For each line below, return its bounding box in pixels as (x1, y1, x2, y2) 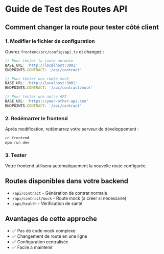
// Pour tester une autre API (5, 94, 67, 99)
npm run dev (5, 140, 29, 145)
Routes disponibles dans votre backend (5, 177, 129, 185)
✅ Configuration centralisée (12, 239, 69, 245)
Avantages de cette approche (5, 215, 97, 223)
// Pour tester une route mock (5, 76, 69, 81)
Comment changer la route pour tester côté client (5, 23, 159, 31)
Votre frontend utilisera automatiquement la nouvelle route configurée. (5, 163, 147, 169)
